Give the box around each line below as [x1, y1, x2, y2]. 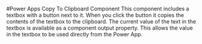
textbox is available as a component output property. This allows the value [6, 24, 193, 31]
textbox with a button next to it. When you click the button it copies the [6, 11, 184, 19]
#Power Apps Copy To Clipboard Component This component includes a [6, 5, 189, 12]
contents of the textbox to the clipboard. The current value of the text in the [6, 18, 197, 25]
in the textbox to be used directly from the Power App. [6, 31, 143, 38]
